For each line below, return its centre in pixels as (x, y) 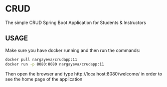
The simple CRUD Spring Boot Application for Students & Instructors (76, 22)
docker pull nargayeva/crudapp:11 (41, 59)
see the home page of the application (44, 79)
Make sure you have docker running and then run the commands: (73, 50)
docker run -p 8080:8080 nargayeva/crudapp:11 (55, 64)
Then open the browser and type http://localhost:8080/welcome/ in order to (84, 73)
